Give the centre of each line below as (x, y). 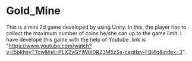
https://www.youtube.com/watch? (50, 46)
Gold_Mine (33, 11)
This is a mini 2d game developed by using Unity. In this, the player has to (96, 27)
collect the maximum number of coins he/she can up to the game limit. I (94, 33)
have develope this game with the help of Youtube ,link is (76, 39)
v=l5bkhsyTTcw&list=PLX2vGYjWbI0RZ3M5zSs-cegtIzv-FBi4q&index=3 (95, 52)
